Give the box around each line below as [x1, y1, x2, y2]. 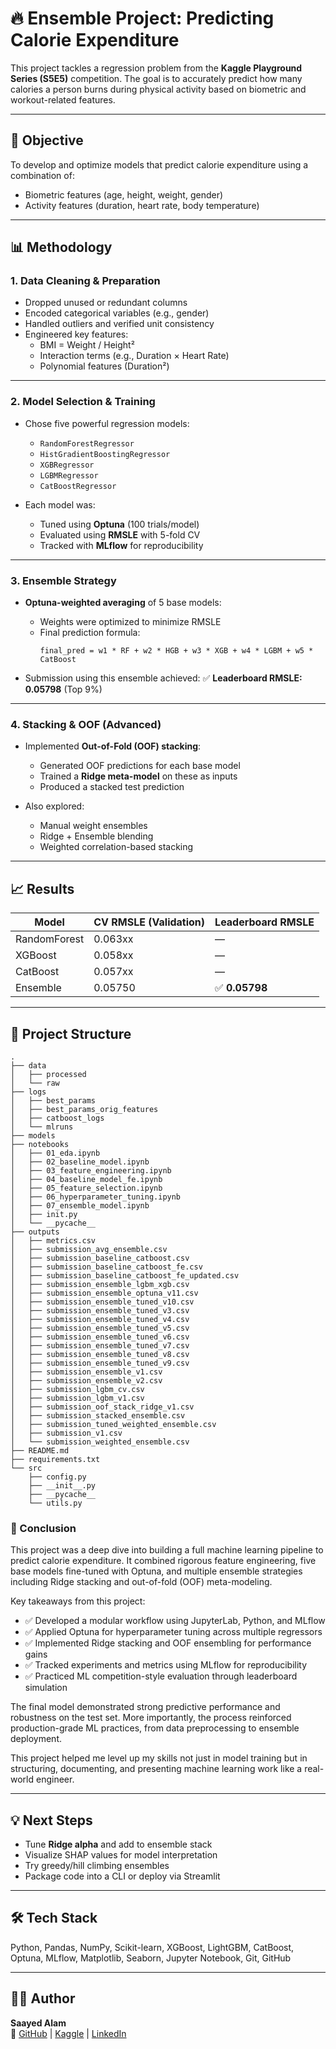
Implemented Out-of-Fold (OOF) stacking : [24, 740, 202, 752]
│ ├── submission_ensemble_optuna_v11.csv [10, 1288, 199, 1298]
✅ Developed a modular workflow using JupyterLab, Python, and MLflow [24, 1615, 326, 1627]
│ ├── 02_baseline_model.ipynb [10, 1157, 150, 1167]
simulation [24, 1682, 68, 1694]
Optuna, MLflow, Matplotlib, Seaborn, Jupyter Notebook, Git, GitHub [10, 1952, 292, 1964]
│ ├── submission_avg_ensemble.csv [10, 1244, 168, 1254]
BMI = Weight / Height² [39, 339, 135, 351]
